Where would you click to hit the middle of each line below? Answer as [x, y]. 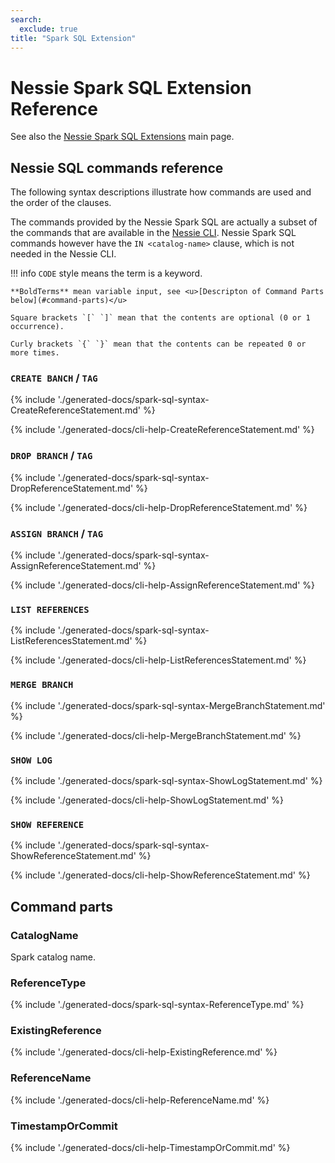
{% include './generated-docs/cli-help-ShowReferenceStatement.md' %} [160, 875]
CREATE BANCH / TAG [54, 378]
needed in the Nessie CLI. [63, 254]
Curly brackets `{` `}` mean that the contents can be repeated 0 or [158, 344]
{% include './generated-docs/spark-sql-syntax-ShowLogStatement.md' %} [166, 780]
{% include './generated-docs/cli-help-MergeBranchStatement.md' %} [156, 735]
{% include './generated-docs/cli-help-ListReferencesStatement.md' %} [158, 660]
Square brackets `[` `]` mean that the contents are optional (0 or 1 [160, 318]
